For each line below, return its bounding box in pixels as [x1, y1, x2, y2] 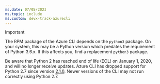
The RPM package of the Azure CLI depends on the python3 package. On [5, 39, 151, 44]
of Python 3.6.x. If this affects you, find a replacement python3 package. [5, 49, 149, 55]
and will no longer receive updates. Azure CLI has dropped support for [5, 63, 146, 69]
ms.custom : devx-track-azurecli [5, 16, 70, 21]
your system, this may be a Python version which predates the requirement [5, 44, 155, 50]
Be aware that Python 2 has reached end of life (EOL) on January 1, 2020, [5, 58, 152, 64]
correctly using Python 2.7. [5, 73, 59, 80]
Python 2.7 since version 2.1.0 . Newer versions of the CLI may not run [5, 69, 144, 74]
